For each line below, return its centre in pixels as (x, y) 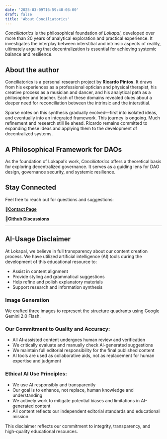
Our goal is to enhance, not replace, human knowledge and (73, 390)
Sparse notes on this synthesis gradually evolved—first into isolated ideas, (81, 113)
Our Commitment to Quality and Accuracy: (58, 329)
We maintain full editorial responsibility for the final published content (83, 351)
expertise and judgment (37, 361)
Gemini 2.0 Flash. (23, 316)
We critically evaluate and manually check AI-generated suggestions (83, 345)
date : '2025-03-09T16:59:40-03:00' (42, 10)
